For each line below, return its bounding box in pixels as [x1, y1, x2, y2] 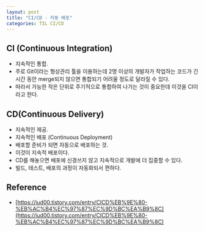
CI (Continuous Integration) [6, 43, 113, 53]
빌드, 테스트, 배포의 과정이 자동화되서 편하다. [15, 164, 122, 172]
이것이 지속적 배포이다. [15, 149, 70, 156]
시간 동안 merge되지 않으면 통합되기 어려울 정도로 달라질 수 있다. [15, 75, 170, 83]
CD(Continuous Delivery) [6, 108, 104, 119]
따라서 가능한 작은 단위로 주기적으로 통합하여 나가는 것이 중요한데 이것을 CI [15, 83, 194, 91]
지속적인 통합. [15, 60, 49, 67]
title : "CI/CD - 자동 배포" [6, 15, 73, 21]
